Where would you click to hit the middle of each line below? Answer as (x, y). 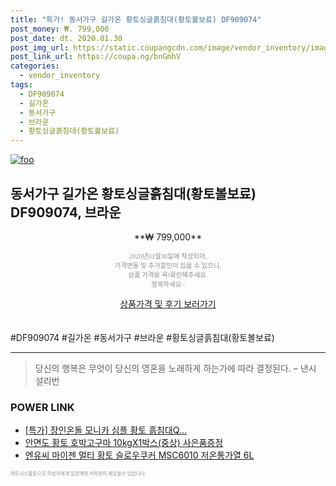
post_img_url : (40, 47)
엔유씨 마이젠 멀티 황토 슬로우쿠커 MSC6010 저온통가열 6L (139, 455)
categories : (35, 66)
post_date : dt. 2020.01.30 (66, 38)
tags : (21, 85)
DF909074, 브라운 (66, 212)
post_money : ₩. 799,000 (60, 29)
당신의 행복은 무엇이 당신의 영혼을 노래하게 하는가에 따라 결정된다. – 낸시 (175, 368)
